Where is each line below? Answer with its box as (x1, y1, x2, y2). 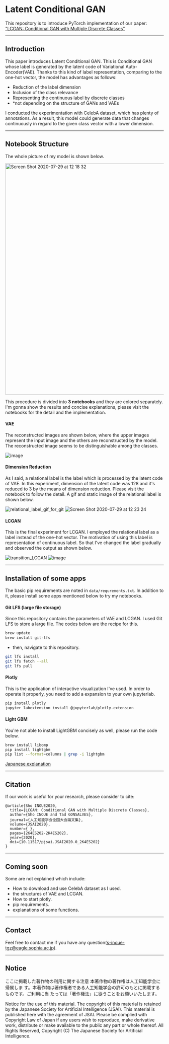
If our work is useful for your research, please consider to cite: (5, 794, 135, 800)
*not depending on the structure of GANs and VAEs (12, 100, 119, 106)
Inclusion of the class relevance (12, 89, 78, 95)
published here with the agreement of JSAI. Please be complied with (5, 1011, 147, 1017)
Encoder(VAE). (5, 69, 36, 75)
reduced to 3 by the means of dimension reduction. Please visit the (5, 486, 144, 492)
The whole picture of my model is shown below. (5, 153, 105, 159)
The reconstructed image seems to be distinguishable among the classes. (5, 442, 158, 449)
